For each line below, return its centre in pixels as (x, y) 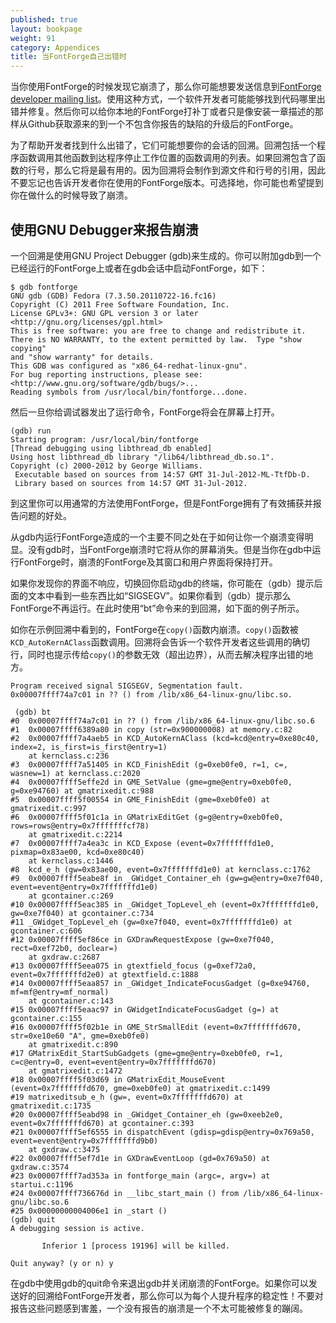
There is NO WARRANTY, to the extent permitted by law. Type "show (156, 339)
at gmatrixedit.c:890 (73, 1044)
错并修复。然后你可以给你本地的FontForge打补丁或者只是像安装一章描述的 (162, 112)
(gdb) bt (33, 712)
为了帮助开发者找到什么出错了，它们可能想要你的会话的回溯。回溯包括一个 (163, 145)
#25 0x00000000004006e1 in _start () (89, 1211)
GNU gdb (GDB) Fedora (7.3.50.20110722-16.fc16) (113, 296)
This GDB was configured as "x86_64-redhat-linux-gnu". (129, 366)
